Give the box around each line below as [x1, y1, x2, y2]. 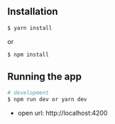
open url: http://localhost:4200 [17, 109, 108, 118]
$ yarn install [7, 24, 53, 31]
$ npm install [7, 51, 50, 58]
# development [7, 89, 50, 96]
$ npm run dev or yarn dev [7, 96, 87, 103]
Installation [7, 6, 58, 18]
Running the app [7, 70, 82, 82]
